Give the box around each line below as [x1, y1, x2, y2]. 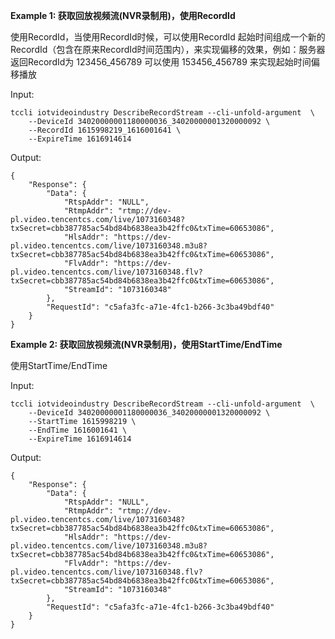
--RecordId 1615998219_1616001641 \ [28, 125, 182, 135]
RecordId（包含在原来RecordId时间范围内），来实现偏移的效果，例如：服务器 [10, 44, 326, 55]
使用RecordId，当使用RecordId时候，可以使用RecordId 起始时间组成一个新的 [10, 31, 326, 43]
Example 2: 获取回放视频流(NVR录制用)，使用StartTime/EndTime [10, 339, 283, 350]
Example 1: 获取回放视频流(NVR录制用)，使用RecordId [10, 10, 236, 21]
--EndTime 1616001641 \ [28, 425, 128, 435]
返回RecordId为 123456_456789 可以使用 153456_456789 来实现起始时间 [10, 56, 312, 68]
